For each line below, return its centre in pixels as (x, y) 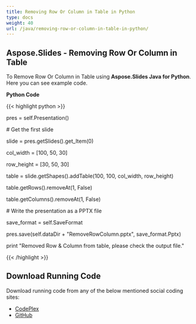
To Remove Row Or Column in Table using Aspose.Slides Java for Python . (99, 77)
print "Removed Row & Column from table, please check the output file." (95, 246)
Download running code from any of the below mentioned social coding (95, 290)
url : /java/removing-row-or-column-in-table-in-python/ (77, 28)
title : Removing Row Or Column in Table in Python (71, 12)
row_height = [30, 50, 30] (38, 164)
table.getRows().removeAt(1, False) (49, 188)
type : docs (20, 17)
